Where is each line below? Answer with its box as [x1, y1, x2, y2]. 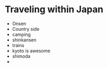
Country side [12, 26, 40, 32]
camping [12, 31, 31, 37]
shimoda [12, 53, 31, 59]
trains [12, 42, 24, 48]
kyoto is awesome [12, 48, 50, 54]
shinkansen [12, 37, 37, 43]
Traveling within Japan [5, 4, 103, 15]
